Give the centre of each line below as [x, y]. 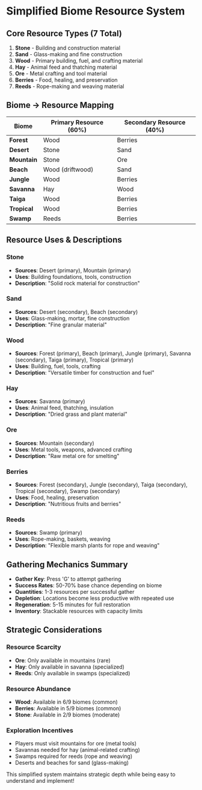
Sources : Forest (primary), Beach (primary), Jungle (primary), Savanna [103, 354]
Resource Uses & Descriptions [64, 240]
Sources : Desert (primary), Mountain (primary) [73, 270]
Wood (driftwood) [68, 169]
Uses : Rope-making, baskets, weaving [63, 539]
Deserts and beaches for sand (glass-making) [72, 763]
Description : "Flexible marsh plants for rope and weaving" [87, 546]
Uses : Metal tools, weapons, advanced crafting [73, 449]
